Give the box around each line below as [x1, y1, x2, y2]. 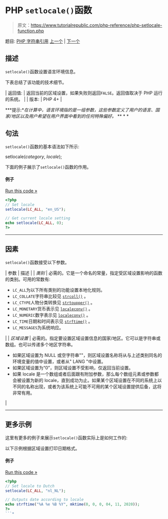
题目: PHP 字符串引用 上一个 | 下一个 [5, 38, 80, 44]
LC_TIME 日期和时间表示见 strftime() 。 [12, 318, 93, 324]
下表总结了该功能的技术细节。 [5, 79, 66, 85]
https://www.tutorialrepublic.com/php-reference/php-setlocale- [30, 22, 162, 28]
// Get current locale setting [5, 216, 70, 221]
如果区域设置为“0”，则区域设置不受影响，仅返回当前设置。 [12, 364, 133, 370]
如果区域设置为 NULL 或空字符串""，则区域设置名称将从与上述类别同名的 [12, 352, 162, 358]
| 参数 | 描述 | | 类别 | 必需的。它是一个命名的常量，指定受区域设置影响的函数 [5, 270, 162, 276]
